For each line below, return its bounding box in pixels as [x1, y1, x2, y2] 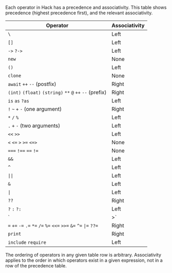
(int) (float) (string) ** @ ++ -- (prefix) [8, 89, 107, 96]
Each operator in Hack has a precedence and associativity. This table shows [5, 5, 167, 10]
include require [8, 240, 46, 245]
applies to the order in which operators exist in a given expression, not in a [5, 257, 163, 263]
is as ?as [8, 98, 29, 104]
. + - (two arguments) [8, 122, 61, 129]
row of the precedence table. [5, 263, 67, 268]
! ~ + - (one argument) [8, 106, 62, 112]
